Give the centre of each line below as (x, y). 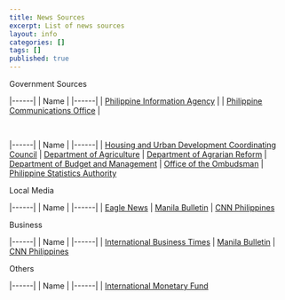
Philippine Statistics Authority (63, 173)
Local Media (32, 190)
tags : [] (25, 51)
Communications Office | (55, 111)
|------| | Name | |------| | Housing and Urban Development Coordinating (143, 145)
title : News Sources (47, 17)
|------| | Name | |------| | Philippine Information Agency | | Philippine (136, 101)
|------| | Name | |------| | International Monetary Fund (109, 286)
